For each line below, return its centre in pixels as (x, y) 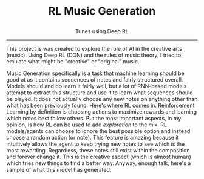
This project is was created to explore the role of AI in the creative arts (94, 49)
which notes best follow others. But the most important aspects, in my (94, 119)
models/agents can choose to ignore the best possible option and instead (98, 131)
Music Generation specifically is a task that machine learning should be (96, 73)
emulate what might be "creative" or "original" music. (73, 62)
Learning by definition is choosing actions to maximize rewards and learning (102, 112)
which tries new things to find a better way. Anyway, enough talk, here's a (99, 163)
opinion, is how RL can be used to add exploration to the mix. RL (87, 125)
